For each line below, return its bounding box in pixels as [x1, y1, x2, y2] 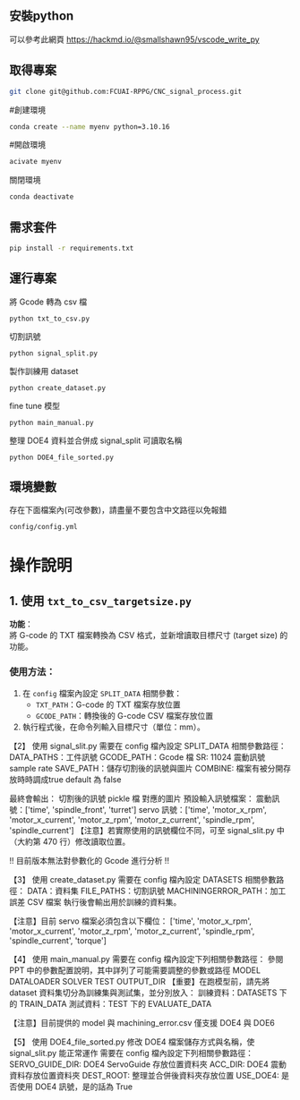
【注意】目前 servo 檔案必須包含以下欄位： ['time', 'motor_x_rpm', [9, 916, 253, 926]
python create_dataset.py [9, 383, 106, 392]
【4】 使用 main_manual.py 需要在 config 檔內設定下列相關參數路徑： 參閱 [9, 953, 284, 964]
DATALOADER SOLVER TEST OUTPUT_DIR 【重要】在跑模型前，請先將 [9, 976, 270, 986]
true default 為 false [47, 773, 122, 785]
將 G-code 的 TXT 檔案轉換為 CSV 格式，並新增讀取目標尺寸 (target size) [9, 630, 279, 641]
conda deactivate [9, 192, 74, 201]
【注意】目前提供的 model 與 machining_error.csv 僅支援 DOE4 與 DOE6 [9, 1017, 275, 1028]
